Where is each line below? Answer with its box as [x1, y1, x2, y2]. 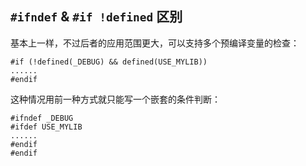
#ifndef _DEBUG [10, 113, 74, 123]
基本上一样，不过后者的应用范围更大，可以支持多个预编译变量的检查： [10, 37, 300, 49]
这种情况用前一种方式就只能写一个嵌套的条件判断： [10, 93, 221, 105]
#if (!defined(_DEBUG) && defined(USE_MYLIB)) [10, 57, 208, 67]
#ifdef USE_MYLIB [10, 122, 83, 132]
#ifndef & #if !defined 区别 [10, 8, 183, 26]
